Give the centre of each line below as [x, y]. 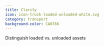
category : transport [27, 19]
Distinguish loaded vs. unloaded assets [45, 38]
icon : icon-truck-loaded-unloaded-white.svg [52, 14]
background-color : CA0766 [32, 24]
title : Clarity [21, 10]
